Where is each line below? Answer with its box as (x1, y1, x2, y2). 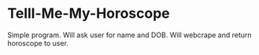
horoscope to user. (7, 38, 68, 47)
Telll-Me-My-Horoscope (7, 5, 170, 22)
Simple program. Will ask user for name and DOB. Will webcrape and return (7, 30, 253, 40)
